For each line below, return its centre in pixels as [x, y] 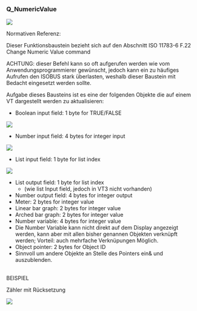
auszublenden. [34, 260]
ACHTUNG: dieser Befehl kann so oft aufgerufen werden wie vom [88, 64]
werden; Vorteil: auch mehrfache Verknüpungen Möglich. [87, 241]
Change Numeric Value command [48, 52]
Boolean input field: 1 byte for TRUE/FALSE [68, 113]
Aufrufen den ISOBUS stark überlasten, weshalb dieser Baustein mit [91, 77]
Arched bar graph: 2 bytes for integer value [69, 215]
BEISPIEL [18, 278]
